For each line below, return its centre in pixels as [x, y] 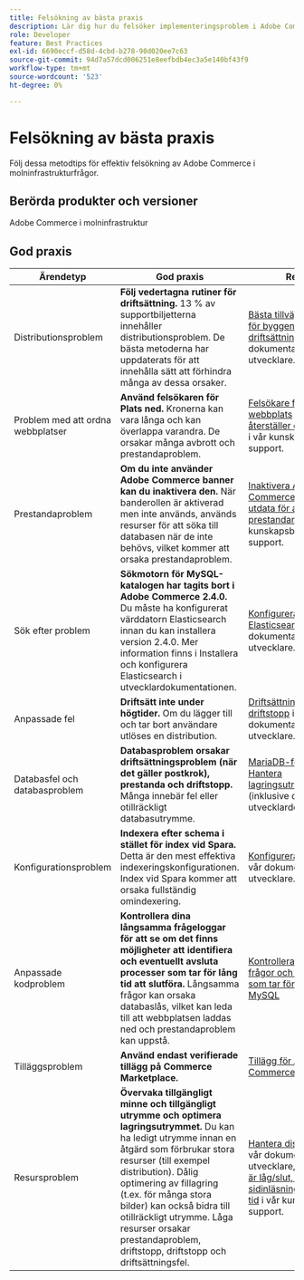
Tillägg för [270, 1061]
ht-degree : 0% [36, 85]
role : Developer [40, 34]
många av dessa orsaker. [174, 383]
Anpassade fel [44, 719]
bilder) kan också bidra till [176, 1206]
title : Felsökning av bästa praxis [76, 18]
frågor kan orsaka [158, 996]
